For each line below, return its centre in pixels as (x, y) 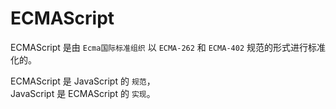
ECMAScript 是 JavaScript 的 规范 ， (83, 81)
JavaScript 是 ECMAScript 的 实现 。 (83, 93)
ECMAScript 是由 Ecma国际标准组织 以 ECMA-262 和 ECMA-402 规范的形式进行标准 (168, 47)
